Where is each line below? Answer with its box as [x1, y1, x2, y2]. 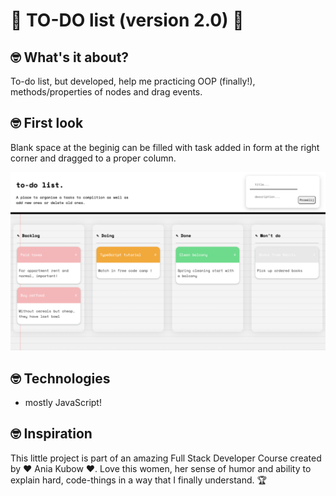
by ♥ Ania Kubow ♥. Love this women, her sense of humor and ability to [10, 462, 312, 474]
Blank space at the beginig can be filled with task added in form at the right [10, 141, 320, 153]
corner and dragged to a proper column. [10, 152, 177, 164]
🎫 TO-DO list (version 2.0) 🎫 [10, 9, 245, 32]
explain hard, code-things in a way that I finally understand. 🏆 [10, 474, 267, 486]
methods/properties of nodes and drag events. [10, 86, 203, 98]
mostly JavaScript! [24, 397, 102, 409]
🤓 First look [10, 115, 84, 132]
